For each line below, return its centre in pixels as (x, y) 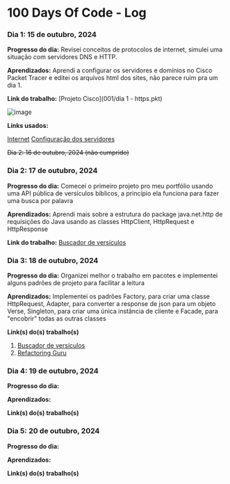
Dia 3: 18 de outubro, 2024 (53, 260)
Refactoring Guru (42, 353)
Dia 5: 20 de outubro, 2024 (54, 431)
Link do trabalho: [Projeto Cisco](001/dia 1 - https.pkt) (85, 99)
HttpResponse (28, 229)
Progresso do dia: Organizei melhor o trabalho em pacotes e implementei (113, 275)
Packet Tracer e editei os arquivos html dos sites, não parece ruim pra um (113, 78)
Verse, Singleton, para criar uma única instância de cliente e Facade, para (113, 312)
